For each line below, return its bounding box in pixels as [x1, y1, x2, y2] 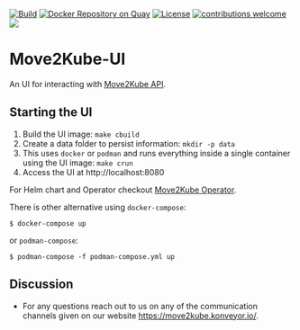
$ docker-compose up [9, 219, 87, 228]
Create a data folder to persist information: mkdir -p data [22, 138, 236, 148]
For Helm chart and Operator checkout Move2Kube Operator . [9, 184, 237, 195]
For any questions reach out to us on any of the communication [22, 300, 259, 311]
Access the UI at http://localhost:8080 [22, 166, 165, 177]
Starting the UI [9, 104, 93, 120]
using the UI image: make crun [22, 157, 133, 168]
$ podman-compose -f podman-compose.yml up [9, 252, 176, 261]
